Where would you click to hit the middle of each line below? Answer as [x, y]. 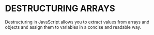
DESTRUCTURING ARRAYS [60, 9]
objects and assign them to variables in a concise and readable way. [73, 27]
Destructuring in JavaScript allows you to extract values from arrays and [77, 22]
